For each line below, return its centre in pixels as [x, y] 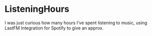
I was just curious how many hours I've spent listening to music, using [76, 23]
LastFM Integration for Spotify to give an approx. [54, 28]
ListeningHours [37, 9]
